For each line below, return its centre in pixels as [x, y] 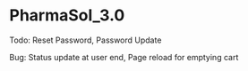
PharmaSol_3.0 [67, 16]
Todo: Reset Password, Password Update [86, 40]
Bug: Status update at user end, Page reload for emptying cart [124, 57]
